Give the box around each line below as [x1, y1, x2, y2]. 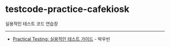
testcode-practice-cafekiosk [5, 3, 130, 15]
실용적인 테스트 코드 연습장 [5, 20, 58, 26]
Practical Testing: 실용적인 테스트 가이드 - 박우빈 [12, 36, 110, 42]
